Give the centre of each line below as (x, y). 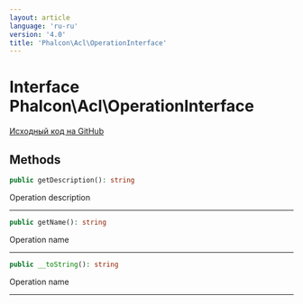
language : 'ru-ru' (44, 26)
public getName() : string (58, 222)
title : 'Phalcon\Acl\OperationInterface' (88, 43)
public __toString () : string (64, 264)
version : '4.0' (38, 34)
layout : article (40, 18)
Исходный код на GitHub (57, 131)
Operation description (50, 197)
